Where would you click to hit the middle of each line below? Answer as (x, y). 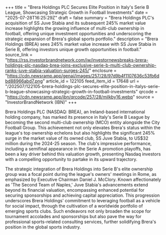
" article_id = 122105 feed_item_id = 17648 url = (91, 81)
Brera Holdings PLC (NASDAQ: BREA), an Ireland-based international (75, 112)
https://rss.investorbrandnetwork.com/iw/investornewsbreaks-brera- (78, 60)
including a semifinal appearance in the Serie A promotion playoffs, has (78, 149)
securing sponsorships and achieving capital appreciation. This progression (83, 195)
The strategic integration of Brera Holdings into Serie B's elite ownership (79, 169)
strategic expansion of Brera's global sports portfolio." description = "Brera (82, 39)
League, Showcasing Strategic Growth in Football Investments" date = (77, 12)
